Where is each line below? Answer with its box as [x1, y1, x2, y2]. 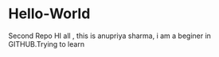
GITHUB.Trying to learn [8, 39, 85, 48]
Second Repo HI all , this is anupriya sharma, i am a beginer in [8, 31, 211, 40]
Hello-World [8, 5, 91, 23]
